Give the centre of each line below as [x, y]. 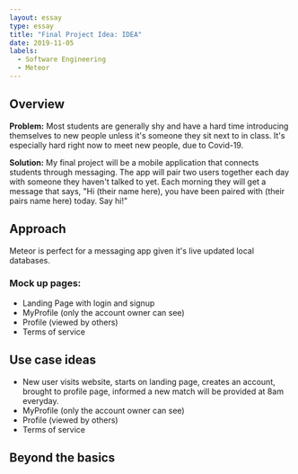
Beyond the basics [62, 458]
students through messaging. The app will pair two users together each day [149, 172]
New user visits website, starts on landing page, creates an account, [149, 381]
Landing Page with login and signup [88, 303]
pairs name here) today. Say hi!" [69, 201]
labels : [24, 51]
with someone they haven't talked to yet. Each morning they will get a [138, 182]
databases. [30, 260]
